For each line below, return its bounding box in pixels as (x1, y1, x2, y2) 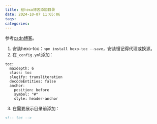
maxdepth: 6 (9, 66, 34, 71)
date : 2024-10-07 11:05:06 (5, 12, 61, 17)
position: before (14, 87, 50, 93)
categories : (5, 21, 30, 26)
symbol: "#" (14, 92, 38, 97)
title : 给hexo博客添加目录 (5, 7, 55, 12)
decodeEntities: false (9, 79, 56, 84)
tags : (5, 16, 16, 21)
